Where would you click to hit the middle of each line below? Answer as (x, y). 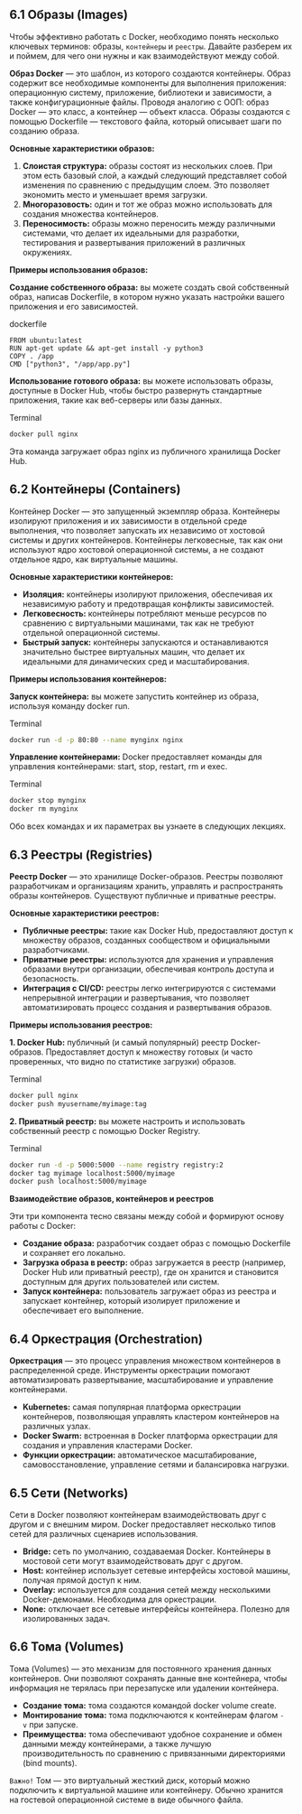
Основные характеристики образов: (82, 148)
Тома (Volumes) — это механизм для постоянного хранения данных (141, 1669)
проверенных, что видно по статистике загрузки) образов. (123, 1061)
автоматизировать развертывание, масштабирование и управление (142, 1380)
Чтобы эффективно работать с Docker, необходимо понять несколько (144, 36)
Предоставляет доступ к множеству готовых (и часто (149, 1052)
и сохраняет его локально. (74, 1253)
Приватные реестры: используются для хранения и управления (148, 959)
